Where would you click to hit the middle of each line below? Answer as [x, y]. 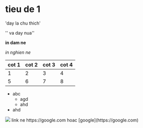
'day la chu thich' [23, 23]
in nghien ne [18, 52]
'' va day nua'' [20, 33]
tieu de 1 [23, 9]
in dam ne [16, 42]
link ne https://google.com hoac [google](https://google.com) [75, 120]
